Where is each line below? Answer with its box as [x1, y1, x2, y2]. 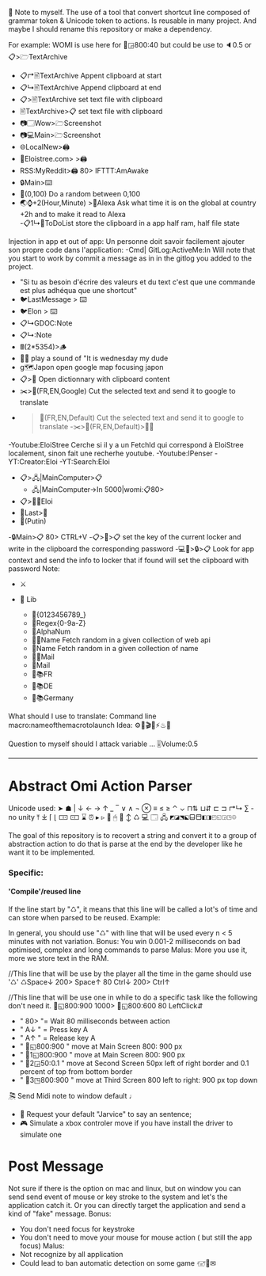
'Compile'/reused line [8, 887, 82, 897]
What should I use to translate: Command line [8, 711, 157, 721]
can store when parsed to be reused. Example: [8, 913, 161, 923]
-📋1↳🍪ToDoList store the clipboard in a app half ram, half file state [19, 219, 240, 227]
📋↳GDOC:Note [19, 318, 73, 328]
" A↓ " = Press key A [19, 1025, 89, 1034]
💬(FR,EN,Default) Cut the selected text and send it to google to [39, 413, 244, 422]
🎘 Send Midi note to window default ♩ [8, 1091, 136, 1101]
